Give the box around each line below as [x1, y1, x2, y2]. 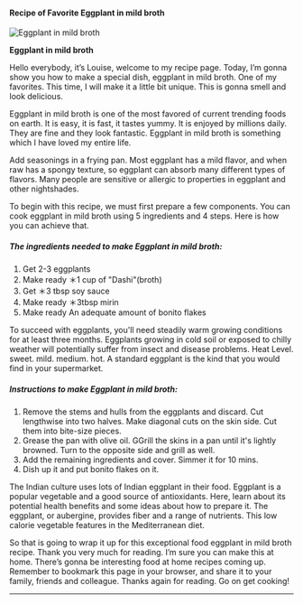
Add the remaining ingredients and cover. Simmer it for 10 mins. [22, 454, 259, 465]
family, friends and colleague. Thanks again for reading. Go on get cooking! [9, 576, 290, 587]
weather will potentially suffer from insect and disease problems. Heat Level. [9, 344, 294, 355]
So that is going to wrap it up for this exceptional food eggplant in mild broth [9, 537, 292, 548]
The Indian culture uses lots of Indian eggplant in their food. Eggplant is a [9, 481, 281, 492]
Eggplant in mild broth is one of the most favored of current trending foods [9, 108, 287, 119]
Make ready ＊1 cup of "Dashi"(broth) [22, 274, 162, 285]
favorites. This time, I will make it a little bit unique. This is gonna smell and [9, 81, 287, 92]
